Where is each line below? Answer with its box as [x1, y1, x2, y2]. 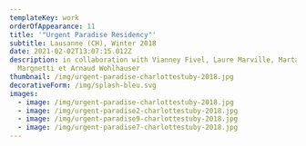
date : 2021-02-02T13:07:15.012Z [9, 47, 132, 56]
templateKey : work [9, 13, 79, 23]
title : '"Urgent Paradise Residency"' [9, 30, 157, 39]
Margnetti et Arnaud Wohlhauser [17, 64, 141, 73]
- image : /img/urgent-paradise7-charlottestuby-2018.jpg [17, 123, 239, 132]
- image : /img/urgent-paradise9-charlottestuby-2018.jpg [17, 114, 239, 123]
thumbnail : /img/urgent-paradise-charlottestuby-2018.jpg [9, 73, 234, 82]
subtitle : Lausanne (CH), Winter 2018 [9, 38, 157, 48]
